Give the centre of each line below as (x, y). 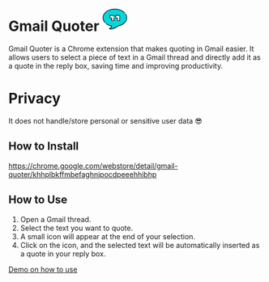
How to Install (44, 147)
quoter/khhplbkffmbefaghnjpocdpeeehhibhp (83, 174)
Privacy (34, 99)
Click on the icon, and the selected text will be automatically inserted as (140, 245)
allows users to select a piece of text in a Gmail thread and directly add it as (134, 57)
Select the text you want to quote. (77, 228)
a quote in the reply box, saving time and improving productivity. (116, 65)
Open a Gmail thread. (56, 219)
